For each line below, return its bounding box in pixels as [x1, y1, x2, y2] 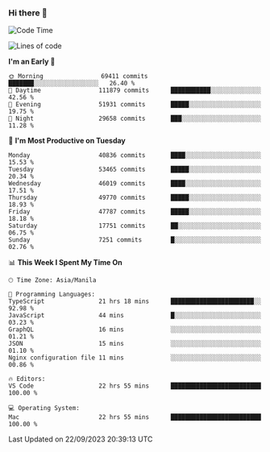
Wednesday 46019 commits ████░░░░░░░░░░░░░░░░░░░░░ [8, 180, 262, 188]
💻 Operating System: [8, 404, 81, 413]
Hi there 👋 [8, 7, 48, 19]
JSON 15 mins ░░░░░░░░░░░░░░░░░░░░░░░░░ [8, 340, 262, 348]
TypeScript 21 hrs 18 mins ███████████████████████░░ [8, 297, 262, 305]
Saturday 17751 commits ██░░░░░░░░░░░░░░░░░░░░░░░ [8, 222, 262, 230]
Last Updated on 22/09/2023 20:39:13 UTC [8, 434, 153, 444]
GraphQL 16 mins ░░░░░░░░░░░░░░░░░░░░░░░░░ [8, 326, 262, 334]
